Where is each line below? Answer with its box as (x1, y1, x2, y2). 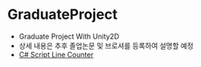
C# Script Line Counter (18, 50, 94, 59)
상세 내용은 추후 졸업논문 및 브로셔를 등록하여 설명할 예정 (18, 41, 194, 50)
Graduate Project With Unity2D (18, 32, 120, 41)
